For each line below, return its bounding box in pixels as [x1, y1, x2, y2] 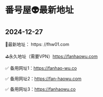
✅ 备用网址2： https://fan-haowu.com [5, 76, 82, 82]
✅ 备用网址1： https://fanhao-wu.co [5, 65, 77, 71]
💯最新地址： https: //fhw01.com [5, 42, 69, 47]
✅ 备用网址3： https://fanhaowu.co [5, 86, 76, 92]
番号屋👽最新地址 [5, 4, 74, 16]
